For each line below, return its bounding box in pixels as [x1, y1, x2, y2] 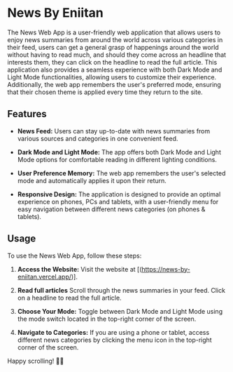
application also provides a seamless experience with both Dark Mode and [7, 65, 223, 74]
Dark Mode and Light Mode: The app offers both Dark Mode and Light [17, 147, 222, 156]
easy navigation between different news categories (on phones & [17, 205, 206, 213]
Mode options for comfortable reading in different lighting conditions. [17, 155, 217, 164]
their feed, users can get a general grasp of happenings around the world [7, 43, 219, 51]
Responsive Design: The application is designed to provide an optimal [17, 190, 221, 198]
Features [7, 108, 47, 120]
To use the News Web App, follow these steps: [7, 251, 142, 260]
